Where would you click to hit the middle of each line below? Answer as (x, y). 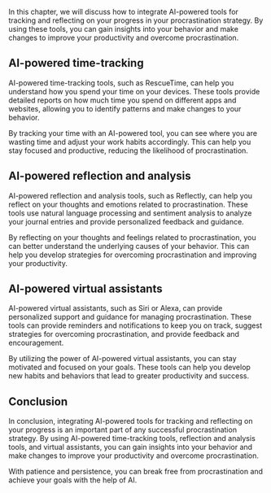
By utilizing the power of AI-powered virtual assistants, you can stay (123, 359)
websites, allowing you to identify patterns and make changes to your (125, 108)
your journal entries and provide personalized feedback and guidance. (126, 221)
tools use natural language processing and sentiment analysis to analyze (130, 213)
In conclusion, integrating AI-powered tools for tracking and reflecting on (131, 421)
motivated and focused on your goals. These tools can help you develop (129, 367)
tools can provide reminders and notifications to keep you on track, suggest (135, 325)
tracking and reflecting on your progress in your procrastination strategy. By (136, 20)
